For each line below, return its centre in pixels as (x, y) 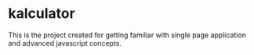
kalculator (42, 14)
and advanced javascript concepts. (65, 43)
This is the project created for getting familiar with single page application (127, 35)
